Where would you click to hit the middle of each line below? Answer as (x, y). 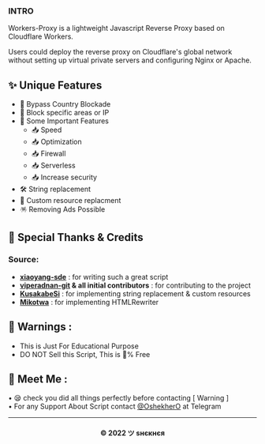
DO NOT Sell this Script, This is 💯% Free (85, 354)
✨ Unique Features (55, 85)
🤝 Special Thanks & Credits (76, 237)
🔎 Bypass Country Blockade (65, 104)
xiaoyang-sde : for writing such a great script (94, 277)
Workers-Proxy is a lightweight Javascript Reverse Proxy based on (116, 28)
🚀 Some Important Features (64, 121)
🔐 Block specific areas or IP (64, 113)
